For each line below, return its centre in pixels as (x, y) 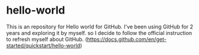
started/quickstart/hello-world (43, 46)
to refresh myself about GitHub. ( (47, 39)
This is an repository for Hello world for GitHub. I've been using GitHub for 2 (100, 27)
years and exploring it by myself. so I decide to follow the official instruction (99, 33)
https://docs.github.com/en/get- (127, 39)
